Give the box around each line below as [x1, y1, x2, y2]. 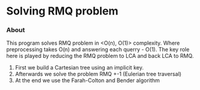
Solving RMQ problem [6, 4, 119, 18]
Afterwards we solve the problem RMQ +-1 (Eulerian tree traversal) [15, 71, 182, 78]
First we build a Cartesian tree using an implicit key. [15, 64, 144, 71]
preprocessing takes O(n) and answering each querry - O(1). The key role [6, 46, 190, 53]
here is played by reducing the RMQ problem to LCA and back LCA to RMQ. [6, 53, 194, 60]
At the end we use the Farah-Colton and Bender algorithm [15, 77, 160, 84]
